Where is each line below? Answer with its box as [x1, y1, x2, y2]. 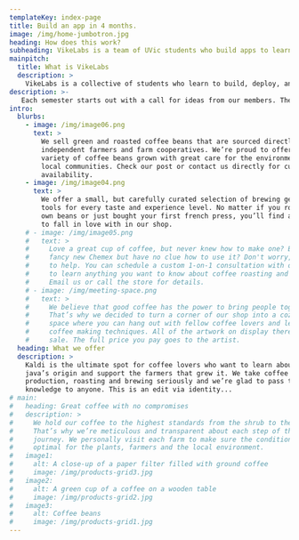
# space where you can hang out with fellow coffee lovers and [25, 319, 280, 328]
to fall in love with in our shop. [41, 220, 174, 229]
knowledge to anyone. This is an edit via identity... [25, 385, 233, 394]
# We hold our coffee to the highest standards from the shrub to [9, 418, 277, 427]
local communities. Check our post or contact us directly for [41, 162, 280, 171]
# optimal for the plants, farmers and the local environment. [9, 443, 265, 452]
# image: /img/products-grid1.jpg [9, 518, 153, 527]
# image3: [9, 501, 53, 510]
